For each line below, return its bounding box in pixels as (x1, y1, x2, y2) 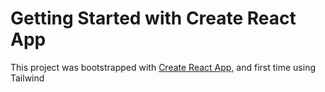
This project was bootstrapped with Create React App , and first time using (10, 61, 317, 73)
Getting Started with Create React (10, 7, 297, 30)
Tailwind (10, 72, 45, 84)
